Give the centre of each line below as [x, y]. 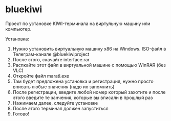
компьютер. [18, 29]
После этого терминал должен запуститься [60, 108]
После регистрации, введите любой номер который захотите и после [89, 92]
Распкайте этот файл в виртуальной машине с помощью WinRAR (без [89, 65]
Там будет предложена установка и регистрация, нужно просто [83, 81]
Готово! [21, 114]
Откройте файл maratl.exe [41, 76]
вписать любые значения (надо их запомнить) [63, 87]
